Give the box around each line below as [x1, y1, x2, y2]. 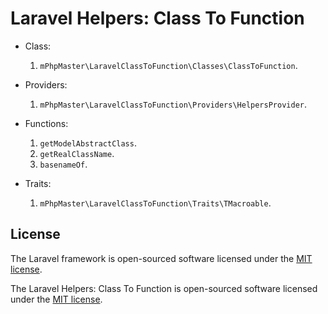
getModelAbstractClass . [39, 137, 137, 149]
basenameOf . [39, 158, 88, 170]
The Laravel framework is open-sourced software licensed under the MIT [10, 252, 313, 264]
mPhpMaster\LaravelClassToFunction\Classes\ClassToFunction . [39, 59, 298, 71]
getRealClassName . [39, 147, 115, 159]
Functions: [24, 117, 69, 129]
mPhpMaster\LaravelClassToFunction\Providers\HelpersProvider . [39, 98, 308, 110]
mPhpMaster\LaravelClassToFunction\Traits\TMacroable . [39, 197, 272, 209]
